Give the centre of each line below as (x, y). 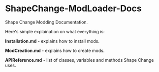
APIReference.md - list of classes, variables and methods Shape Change (79, 60)
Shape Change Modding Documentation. (47, 22)
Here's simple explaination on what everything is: (55, 31)
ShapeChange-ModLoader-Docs (73, 9)
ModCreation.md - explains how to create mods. (55, 50)
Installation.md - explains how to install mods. (52, 41)
